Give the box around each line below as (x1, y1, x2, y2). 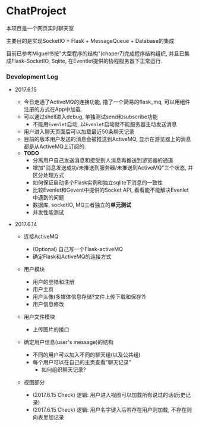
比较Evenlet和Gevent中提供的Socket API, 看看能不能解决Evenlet (32, 186, 189, 194)
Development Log (6, 73, 58, 81)
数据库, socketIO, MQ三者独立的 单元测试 (32, 201, 132, 209)
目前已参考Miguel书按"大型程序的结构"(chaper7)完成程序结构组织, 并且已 (6, 49, 185, 57)
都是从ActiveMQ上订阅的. (23, 143, 86, 150)
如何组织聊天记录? (41, 366, 86, 373)
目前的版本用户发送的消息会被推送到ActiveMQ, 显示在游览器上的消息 (23, 136, 191, 143)
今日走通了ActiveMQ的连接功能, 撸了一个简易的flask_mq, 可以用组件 (23, 98, 191, 105)
